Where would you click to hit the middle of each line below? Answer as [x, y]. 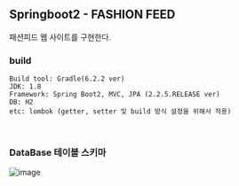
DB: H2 [21, 102]
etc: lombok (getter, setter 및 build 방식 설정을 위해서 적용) [120, 112]
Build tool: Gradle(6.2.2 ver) [67, 79]
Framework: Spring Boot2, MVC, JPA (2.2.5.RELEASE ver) [115, 95]
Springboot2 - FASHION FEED [92, 15]
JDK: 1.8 [25, 87]
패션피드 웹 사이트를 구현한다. [60, 37]
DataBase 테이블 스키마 [58, 152]
